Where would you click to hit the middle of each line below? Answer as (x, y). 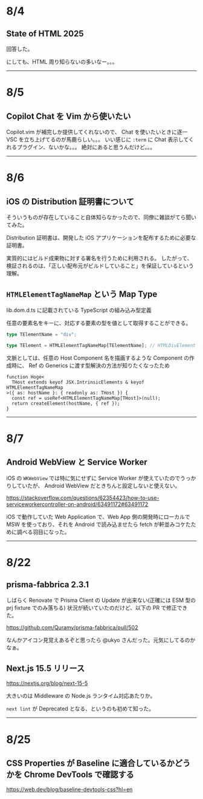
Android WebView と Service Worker (77, 462)
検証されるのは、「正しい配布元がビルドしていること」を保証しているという (100, 266)
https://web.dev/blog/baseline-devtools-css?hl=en (69, 789)
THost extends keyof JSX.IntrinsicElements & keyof (78, 382)
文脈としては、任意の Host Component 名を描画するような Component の (98, 358)
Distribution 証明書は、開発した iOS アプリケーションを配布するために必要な (101, 238)
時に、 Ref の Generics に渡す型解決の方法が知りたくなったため (91, 365)
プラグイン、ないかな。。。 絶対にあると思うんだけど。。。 (86, 147)
